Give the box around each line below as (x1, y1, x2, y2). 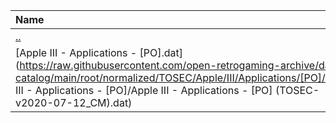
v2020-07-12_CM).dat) (15, 96, 133, 109)
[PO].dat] (139, 46, 183, 59)
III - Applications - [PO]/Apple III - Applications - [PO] (15, 84, 273, 97)
